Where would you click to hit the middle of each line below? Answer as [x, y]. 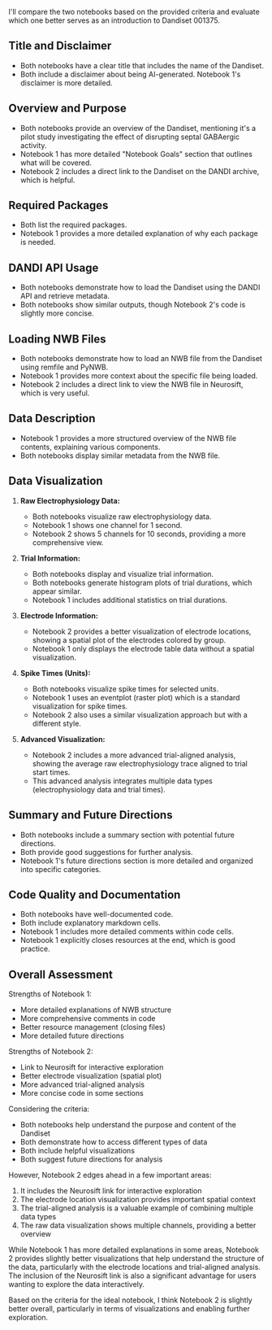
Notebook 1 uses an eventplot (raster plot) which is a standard [136, 697]
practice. [35, 949]
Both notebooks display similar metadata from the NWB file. [120, 456]
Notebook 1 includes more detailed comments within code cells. [127, 931]
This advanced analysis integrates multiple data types [122, 781]
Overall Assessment [61, 974]
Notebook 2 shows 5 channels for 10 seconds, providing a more [139, 534]
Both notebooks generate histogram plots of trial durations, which [142, 582]
